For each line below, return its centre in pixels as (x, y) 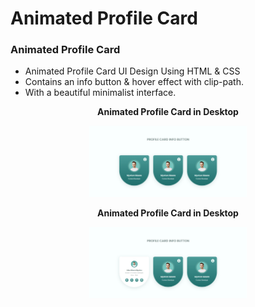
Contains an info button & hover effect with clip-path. (134, 82)
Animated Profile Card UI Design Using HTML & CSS (132, 71)
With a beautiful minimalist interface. (100, 93)
